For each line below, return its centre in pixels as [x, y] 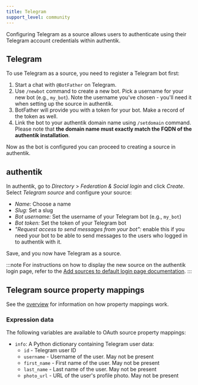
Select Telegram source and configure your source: [69, 192]
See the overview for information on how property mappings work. [87, 304]
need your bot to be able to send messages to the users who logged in [101, 236]
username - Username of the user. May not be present [89, 356]
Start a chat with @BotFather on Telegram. [66, 85]
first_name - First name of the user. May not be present [92, 363]
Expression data [30, 320]
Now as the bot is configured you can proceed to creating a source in [91, 147]
